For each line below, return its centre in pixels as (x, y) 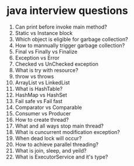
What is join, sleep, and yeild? (51, 150)
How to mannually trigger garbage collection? (70, 45)
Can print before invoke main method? (61, 27)
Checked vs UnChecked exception (57, 64)
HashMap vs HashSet (41, 95)
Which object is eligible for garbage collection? (71, 39)
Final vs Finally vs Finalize (46, 51)
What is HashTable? (39, 89)
